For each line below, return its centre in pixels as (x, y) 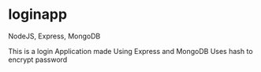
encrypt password (38, 59)
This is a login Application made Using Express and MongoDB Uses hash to (131, 51)
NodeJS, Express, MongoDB (54, 36)
